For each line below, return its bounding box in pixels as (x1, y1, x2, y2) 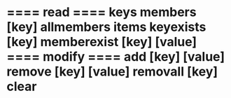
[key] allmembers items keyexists (6, 19, 206, 35)
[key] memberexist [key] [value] (6, 34, 197, 50)
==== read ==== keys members (6, 4, 197, 20)
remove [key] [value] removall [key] (6, 64, 218, 80)
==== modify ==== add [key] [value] (6, 49, 225, 65)
